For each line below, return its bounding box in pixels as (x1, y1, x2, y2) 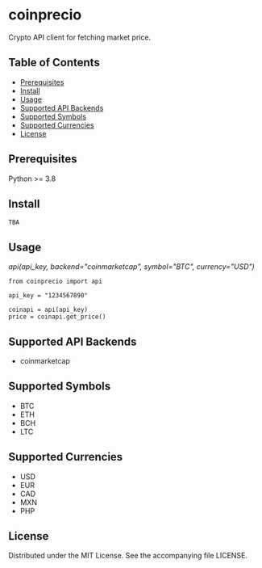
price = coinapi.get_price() (8, 313, 106, 321)
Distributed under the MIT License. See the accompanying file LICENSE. (8, 551, 248, 561)
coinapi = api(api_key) (8, 305, 89, 314)
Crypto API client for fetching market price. (8, 32, 152, 42)
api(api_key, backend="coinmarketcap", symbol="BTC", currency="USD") (8, 262, 256, 271)
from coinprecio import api (8, 277, 103, 286)
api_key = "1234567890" (8, 292, 89, 300)
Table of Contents (8, 56, 101, 69)
